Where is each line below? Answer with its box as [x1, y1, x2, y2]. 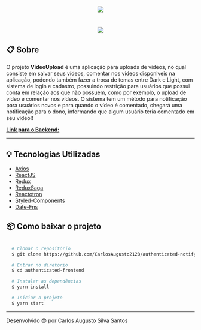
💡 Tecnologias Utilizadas [6, 149, 100, 159]
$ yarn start [11, 300, 44, 306]
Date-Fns [14, 203, 38, 210]
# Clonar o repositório [11, 245, 71, 251]
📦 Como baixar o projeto [6, 221, 102, 232]
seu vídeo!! [6, 115, 34, 122]
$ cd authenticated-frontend [11, 268, 84, 274]
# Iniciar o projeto [11, 295, 63, 301]
